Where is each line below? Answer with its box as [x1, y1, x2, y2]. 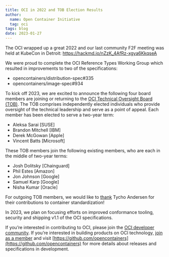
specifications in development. [5, 246, 69, 252]
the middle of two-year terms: [5, 153, 68, 159]
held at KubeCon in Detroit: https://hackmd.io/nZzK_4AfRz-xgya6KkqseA [5, 50, 157, 56]
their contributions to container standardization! [5, 199, 105, 205]
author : [5, 12, 22, 17]
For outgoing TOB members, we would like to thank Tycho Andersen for [5, 194, 155, 200]
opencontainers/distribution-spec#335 [12, 75, 94, 81]
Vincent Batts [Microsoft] [12, 138, 65, 144]
